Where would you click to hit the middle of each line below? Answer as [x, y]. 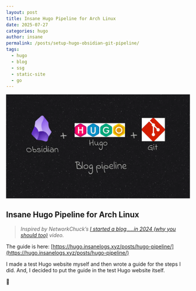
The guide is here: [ [29, 247]
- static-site [28, 74]
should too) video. [42, 235]
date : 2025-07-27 [27, 25]
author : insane [24, 37]
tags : [13, 50]
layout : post [22, 12]
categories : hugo [27, 31]
